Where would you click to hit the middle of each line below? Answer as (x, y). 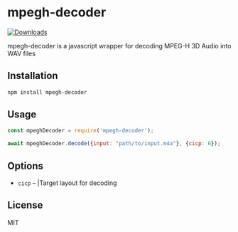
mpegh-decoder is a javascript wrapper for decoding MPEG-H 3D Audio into (119, 46)
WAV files (21, 53)
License (25, 205)
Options (26, 165)
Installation (33, 76)
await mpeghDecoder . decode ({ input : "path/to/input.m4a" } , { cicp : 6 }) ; (114, 144)
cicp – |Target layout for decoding (67, 183)
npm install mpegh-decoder (47, 92)
